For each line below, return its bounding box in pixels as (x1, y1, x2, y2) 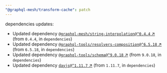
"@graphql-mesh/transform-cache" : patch (5, 7, 91, 12)
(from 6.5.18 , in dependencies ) (12, 46, 75, 52)
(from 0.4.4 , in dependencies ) (12, 36, 72, 42)
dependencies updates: (5, 21, 54, 27)
